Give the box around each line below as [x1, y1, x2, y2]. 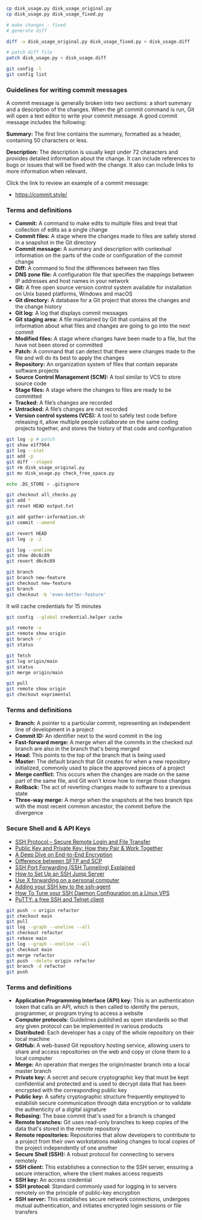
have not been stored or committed [14, 341, 103, 349]
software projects [14, 367, 59, 375]
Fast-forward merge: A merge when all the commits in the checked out [14, 739, 193, 746]
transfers [14, 1209, 38, 1216]
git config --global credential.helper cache [6, 614, 122, 620]
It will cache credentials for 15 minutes [6, 602, 101, 610]
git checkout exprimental [6, 692, 71, 698]
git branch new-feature [6, 575, 66, 581]
